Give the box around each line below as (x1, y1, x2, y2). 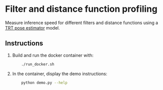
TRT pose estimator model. (5, 25, 60, 30)
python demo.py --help (21, 80, 68, 85)
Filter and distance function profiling (5, 3, 158, 15)
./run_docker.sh (21, 61, 54, 67)
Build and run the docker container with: (12, 52, 94, 58)
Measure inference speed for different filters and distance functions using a (5, 20, 159, 26)
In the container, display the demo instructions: (12, 70, 108, 77)
